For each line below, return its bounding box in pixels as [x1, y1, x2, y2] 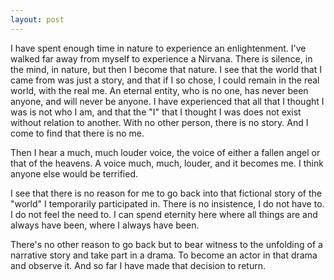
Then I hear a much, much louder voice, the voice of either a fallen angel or [10, 146, 321, 158]
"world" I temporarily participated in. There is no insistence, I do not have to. [10, 197, 325, 210]
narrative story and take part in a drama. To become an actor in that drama [10, 249, 318, 261]
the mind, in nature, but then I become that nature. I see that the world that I [10, 63, 322, 75]
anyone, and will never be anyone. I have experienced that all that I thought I [10, 95, 325, 107]
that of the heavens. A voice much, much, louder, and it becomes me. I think [10, 157, 324, 169]
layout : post [10, 14, 65, 25]
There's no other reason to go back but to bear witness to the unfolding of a [10, 238, 323, 250]
